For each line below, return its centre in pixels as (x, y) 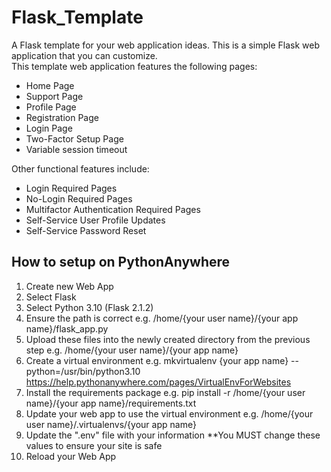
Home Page (50, 85)
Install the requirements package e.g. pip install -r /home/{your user (165, 392)
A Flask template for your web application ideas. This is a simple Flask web (166, 45)
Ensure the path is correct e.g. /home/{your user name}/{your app (162, 318)
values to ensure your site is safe (94, 445)
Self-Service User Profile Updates (95, 220)
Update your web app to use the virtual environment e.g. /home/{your (169, 413)
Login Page (49, 128)
